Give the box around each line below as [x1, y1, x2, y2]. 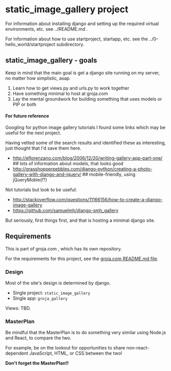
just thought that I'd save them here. [5, 145, 82, 151]
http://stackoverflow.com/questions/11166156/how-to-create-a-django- [12, 196, 163, 202]
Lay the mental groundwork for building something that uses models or [12, 96, 162, 102]
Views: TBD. [5, 305, 31, 311]
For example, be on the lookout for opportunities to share [5, 345, 126, 351]
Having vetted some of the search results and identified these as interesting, [5, 140, 166, 146]
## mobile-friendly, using [82, 171, 136, 177]
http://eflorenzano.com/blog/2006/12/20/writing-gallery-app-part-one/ [12, 155, 163, 161]
